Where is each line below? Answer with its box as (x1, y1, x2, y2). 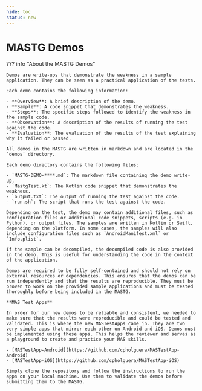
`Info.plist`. (6, 236, 42, 242)
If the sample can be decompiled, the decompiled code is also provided (6, 247, 194, 253)
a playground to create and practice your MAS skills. (6, 337, 148, 343)
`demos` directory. (6, 152, 56, 158)
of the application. (6, 257, 59, 263)
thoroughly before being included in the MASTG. (6, 289, 131, 295)
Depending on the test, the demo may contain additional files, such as (6, 210, 194, 216)
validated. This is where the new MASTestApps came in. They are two (6, 321, 186, 327)
